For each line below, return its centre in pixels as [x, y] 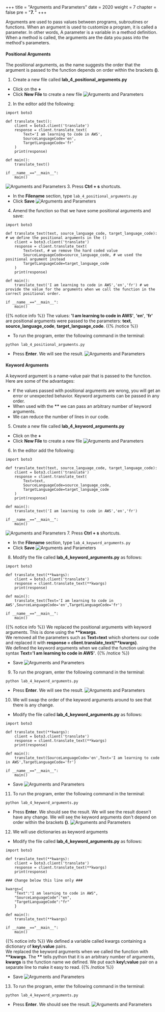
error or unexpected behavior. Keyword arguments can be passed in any [86, 396]
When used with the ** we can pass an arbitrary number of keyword [82, 406]
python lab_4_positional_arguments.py [45, 345]
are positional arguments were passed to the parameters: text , [69, 321]
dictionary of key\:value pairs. [36, 946]
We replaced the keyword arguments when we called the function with [77, 952]
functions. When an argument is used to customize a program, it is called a [81, 27]
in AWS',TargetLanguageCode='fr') [41, 762]
